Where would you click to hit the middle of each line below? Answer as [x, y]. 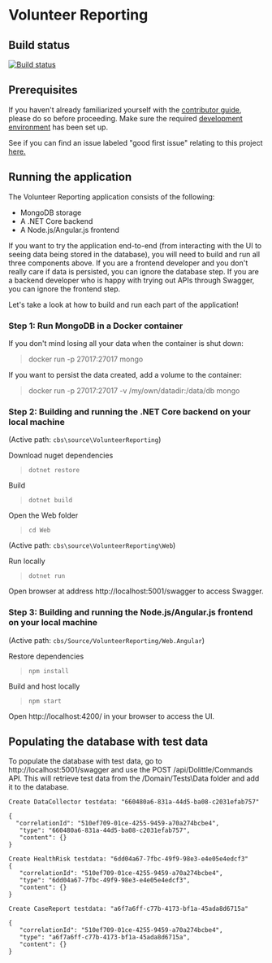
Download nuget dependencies [61, 455]
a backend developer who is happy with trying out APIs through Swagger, [132, 280]
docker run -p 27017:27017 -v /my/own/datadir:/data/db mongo [134, 390]
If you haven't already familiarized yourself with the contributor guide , [125, 109]
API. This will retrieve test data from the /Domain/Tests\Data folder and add [134, 778]
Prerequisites [43, 90]
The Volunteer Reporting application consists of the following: [112, 196]
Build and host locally [44, 686]
